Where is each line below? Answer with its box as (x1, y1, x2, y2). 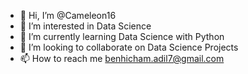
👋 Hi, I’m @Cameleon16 (19, 10, 117, 21)
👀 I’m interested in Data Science (19, 20, 152, 32)
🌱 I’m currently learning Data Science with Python (19, 31, 225, 42)
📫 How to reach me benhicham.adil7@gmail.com (19, 53, 225, 64)
